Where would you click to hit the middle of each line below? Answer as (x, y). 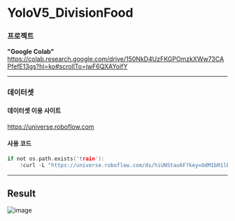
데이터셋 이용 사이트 (34, 110)
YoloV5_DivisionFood (70, 13)
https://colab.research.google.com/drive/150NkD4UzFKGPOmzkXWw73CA (116, 59)
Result (22, 193)
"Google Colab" (31, 52)
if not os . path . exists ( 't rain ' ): (56, 159)
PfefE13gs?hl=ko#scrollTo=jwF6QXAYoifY (67, 66)
